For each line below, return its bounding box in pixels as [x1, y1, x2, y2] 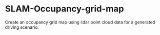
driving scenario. [5, 24, 39, 30]
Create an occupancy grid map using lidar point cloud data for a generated [5, 19, 156, 25]
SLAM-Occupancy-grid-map [5, 3, 124, 14]
